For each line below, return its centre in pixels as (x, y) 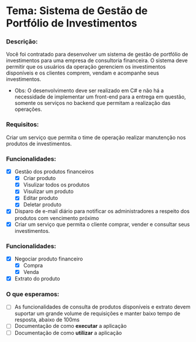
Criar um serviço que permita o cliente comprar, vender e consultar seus (102, 224)
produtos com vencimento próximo (57, 218)
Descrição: (22, 42)
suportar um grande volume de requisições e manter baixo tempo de (97, 314)
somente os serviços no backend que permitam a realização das (92, 103)
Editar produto (41, 198)
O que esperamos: (33, 294)
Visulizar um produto (49, 191)
